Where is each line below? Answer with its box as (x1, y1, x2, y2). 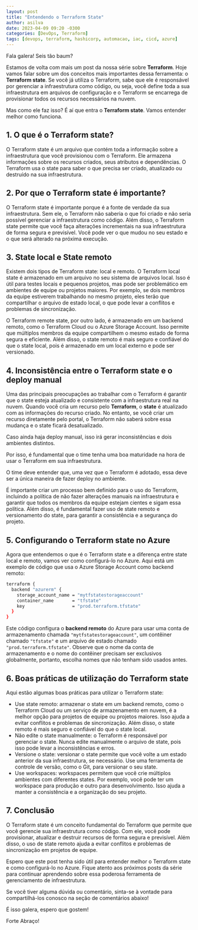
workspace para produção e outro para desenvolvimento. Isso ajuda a (14, 782, 186, 789)
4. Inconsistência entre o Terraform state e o (6, 365, 173, 375)
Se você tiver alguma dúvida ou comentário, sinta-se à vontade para (6, 888, 173, 895)
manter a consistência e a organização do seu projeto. (14, 789, 147, 795)
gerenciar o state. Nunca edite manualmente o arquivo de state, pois (14, 738, 181, 745)
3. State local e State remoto (6, 252, 112, 263)
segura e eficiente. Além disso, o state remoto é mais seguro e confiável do (6, 336, 190, 343)
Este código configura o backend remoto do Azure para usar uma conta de (6, 625, 190, 632)
